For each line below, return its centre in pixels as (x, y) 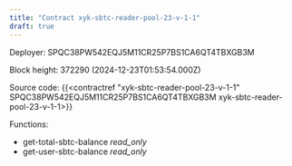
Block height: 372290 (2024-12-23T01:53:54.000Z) (105, 70)
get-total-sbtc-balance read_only (85, 142)
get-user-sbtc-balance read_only (84, 151)
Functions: (29, 124)
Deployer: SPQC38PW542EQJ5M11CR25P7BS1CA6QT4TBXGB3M (132, 52)
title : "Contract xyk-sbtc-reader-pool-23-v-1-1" (105, 18)
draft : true (32, 26)
